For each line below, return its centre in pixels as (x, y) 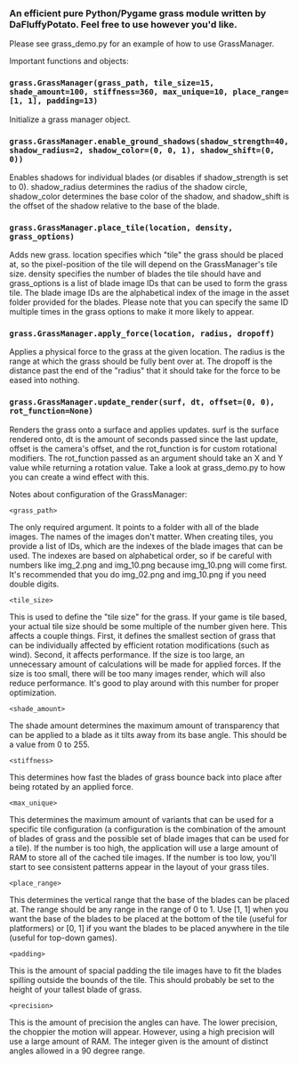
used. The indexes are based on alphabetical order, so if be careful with (141, 555)
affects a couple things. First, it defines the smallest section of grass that (142, 635)
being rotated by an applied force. (72, 786)
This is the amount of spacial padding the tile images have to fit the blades (145, 971)
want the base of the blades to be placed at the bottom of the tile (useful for (148, 918)
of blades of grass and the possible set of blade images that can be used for (149, 838)
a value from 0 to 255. (50, 744)
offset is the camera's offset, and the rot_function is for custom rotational (143, 448)
